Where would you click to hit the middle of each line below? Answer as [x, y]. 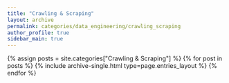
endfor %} [22, 73]
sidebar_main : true [35, 39]
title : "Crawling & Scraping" [51, 13]
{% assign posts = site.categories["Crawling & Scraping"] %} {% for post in [115, 58]
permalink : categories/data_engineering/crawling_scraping [94, 26]
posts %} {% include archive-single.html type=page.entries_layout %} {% [112, 66]
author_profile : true [38, 33]
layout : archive [30, 20]
